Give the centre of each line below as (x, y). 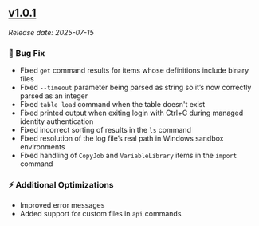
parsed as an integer (54, 96)
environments (42, 147)
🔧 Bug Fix (27, 53)
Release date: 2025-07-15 (51, 32)
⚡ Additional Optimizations (61, 185)
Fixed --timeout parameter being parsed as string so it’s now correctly (135, 88)
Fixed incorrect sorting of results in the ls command (105, 130)
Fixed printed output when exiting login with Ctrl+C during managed (131, 113)
